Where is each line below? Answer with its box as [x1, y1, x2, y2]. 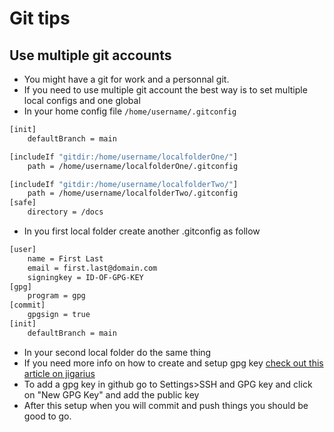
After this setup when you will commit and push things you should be [23, 399, 309, 411]
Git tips [9, 7, 71, 30]
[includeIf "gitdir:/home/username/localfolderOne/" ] [9, 152, 239, 162]
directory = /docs [27, 207, 104, 217]
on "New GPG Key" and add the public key [23, 388, 200, 401]
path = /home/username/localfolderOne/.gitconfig [27, 161, 239, 171]
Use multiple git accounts [9, 47, 172, 64]
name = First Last [27, 253, 104, 264]
